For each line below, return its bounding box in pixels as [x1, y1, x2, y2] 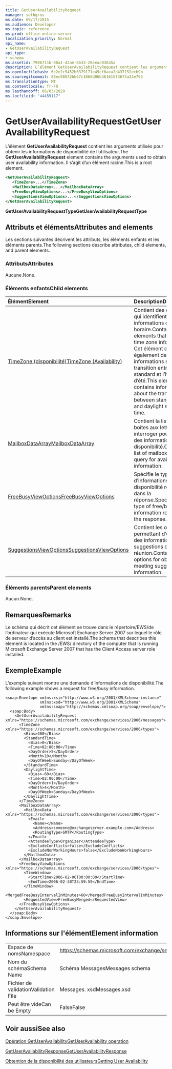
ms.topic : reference [5, 27, 50, 32]
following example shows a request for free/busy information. [5, 685, 136, 691]
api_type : [5, 50, 27, 55]
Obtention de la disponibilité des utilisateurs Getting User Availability [5, 1058, 148, 1064]
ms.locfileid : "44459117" [5, 93, 60, 98]
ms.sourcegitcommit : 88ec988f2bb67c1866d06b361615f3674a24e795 [5, 74, 143, 79]
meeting [134, 562, 154, 569]
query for [134, 456, 156, 463]
